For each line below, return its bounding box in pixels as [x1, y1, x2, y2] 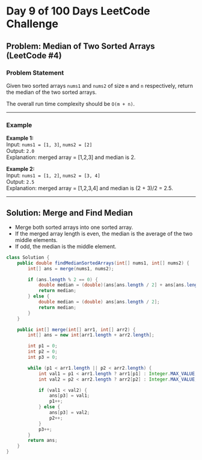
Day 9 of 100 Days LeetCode [6, 4, 150, 18]
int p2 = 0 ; [28, 349, 58, 355]
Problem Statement [6, 68, 64, 76]
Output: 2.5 [6, 178, 35, 185]
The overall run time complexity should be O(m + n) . [6, 100, 135, 107]
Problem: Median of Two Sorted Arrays [6, 41, 155, 51]
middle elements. [14, 236, 58, 243]
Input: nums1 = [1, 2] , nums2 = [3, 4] [6, 172, 100, 179]
